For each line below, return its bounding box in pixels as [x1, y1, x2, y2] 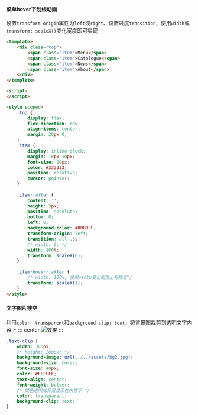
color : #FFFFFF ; [17, 371, 57, 377]
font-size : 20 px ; [27, 159, 70, 165]
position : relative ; [27, 170, 78, 176]
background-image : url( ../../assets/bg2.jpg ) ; [17, 355, 134, 361]
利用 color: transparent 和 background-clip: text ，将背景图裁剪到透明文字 [6, 319, 187, 326]
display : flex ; [27, 115, 65, 121]
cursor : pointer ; [27, 176, 70, 181]
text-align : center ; [17, 376, 67, 382]
